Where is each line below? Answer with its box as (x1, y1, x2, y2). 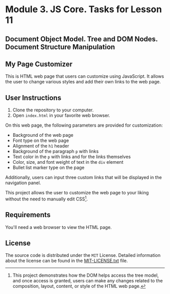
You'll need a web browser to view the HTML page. (5, 224, 112, 230)
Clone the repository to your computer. (12, 107, 94, 113)
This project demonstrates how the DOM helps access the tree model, (12, 272, 159, 278)
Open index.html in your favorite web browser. (12, 112, 110, 119)
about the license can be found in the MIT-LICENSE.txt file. (5, 258, 128, 264)
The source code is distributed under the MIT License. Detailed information (5, 252, 161, 258)
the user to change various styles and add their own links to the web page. (5, 79, 161, 85)
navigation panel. (5, 180, 41, 186)
